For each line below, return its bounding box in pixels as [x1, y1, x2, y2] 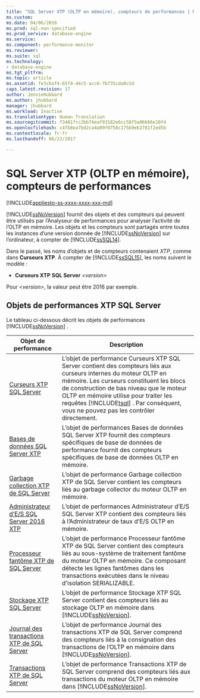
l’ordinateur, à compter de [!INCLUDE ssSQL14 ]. [6, 236, 121, 243]
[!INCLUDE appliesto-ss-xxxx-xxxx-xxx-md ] [6, 199, 113, 206]
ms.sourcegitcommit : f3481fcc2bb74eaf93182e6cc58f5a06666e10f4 [6, 120, 167, 126]
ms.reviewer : [6, 48, 39, 54]
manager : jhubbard [6, 102, 52, 109]
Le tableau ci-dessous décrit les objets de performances [6, 316, 145, 323]
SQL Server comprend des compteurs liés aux [61, 667, 190, 675]
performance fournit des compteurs [61, 446, 162, 454]
